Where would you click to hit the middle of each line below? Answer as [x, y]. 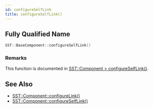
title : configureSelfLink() [34, 14]
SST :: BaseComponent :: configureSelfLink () [48, 45]
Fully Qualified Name [38, 34]
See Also [19, 84]
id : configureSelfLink [28, 10]
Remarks [16, 58]
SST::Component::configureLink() [46, 96]
